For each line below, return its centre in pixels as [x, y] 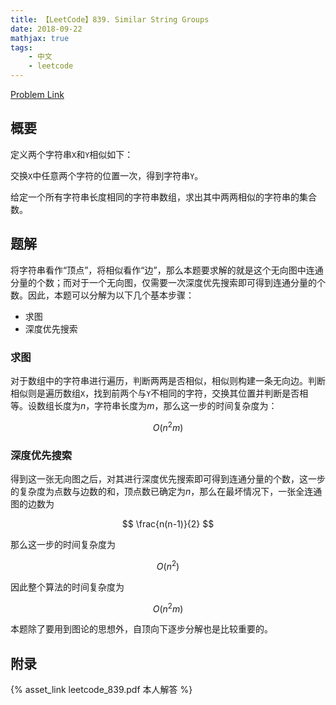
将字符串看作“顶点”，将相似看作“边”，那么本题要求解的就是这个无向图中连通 [167, 270]
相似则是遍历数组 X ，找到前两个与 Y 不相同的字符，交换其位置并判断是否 [155, 393]
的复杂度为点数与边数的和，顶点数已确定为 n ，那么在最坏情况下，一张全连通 [166, 491]
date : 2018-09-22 [46, 29]
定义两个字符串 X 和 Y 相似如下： [72, 154]
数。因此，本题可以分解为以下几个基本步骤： [102, 295]
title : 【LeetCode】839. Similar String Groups [110, 19]
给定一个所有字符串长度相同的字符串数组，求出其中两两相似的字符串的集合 [163, 197]
